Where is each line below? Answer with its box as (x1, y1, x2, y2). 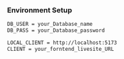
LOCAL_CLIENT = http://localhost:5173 (7, 39, 117, 46)
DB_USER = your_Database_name (7, 21, 93, 28)
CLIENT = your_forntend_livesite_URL (7, 45, 114, 52)
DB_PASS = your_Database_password (7, 27, 106, 34)
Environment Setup (7, 5, 73, 15)
